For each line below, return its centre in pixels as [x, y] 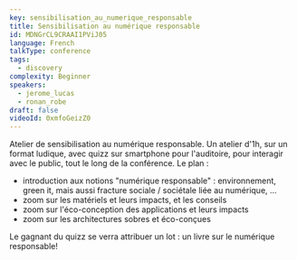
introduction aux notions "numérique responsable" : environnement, [149, 181]
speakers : [28, 85]
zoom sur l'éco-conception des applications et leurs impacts [135, 209]
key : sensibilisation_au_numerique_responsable [101, 18]
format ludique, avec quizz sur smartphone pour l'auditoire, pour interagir [146, 153]
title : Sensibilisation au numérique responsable [105, 26]
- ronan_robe [42, 102]
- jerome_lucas [46, 93]
